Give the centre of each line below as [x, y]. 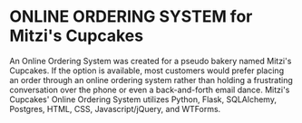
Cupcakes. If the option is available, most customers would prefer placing [146, 71]
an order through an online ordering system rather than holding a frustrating [151, 80]
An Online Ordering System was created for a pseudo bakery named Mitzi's [151, 61]
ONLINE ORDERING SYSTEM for [131, 17]
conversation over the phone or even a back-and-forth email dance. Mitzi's [150, 90]
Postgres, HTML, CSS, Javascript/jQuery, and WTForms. [115, 109]
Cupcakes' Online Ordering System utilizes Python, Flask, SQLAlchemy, [143, 99]
